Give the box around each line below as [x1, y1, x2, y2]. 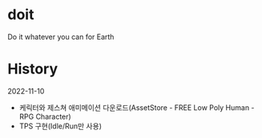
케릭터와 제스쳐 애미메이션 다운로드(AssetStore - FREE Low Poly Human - [18, 102, 255, 112]
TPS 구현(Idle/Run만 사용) [18, 121, 102, 131]
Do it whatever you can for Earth [7, 32, 115, 41]
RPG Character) [18, 112, 71, 121]
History [7, 60, 58, 78]
